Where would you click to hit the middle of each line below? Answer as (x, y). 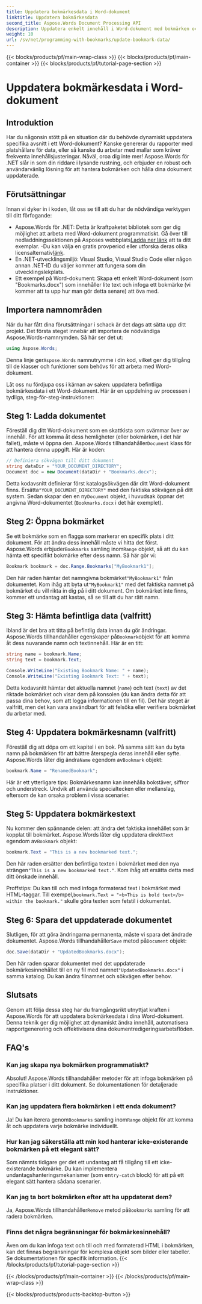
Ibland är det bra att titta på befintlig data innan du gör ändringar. (87, 631)
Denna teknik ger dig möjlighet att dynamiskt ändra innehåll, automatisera (97, 1022)
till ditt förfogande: (29, 215)
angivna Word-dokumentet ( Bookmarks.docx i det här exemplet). (85, 502)
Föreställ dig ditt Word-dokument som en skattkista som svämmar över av (98, 431)
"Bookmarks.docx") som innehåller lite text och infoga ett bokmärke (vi (103, 284)
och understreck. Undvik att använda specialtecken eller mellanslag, (91, 788)
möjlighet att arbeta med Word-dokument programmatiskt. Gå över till (101, 233)
